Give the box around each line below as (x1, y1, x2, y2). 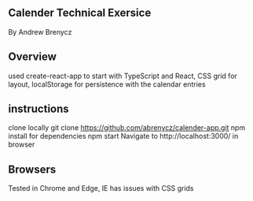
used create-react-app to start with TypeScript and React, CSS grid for (8, 71, 238, 80)
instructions (8, 102, 69, 116)
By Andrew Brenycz (8, 27, 72, 36)
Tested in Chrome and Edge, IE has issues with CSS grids (8, 184, 194, 193)
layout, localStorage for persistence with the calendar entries (8, 79, 206, 89)
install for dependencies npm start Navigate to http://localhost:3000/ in (8, 132, 239, 141)
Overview (8, 50, 57, 64)
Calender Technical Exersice (8, 6, 152, 20)
